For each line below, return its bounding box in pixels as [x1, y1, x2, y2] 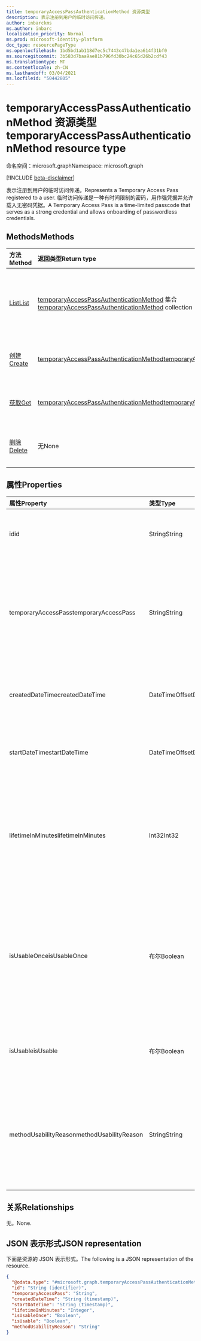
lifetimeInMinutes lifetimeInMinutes [9, 831, 106, 840]
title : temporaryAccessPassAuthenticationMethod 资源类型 [6, 8, 151, 15]
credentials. [6, 215, 35, 222]
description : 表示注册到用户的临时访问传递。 [6, 14, 108, 20]
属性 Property [9, 499, 47, 507]
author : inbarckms [6, 20, 52, 26]
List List [9, 299, 30, 307]
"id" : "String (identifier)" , [11, 1285, 87, 1291]
